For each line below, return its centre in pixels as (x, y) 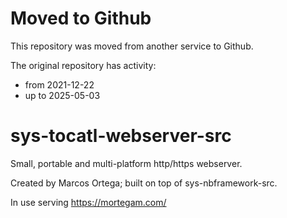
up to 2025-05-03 (62, 95)
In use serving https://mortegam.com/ (88, 202)
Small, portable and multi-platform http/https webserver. (126, 163)
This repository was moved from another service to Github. (132, 46)
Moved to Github (81, 18)
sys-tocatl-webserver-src (121, 136)
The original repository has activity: (83, 65)
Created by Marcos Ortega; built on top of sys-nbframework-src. (144, 183)
